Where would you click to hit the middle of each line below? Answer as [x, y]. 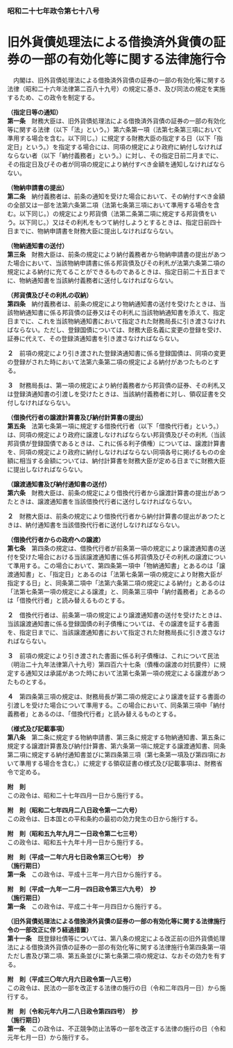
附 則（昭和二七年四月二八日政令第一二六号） [74, 810]
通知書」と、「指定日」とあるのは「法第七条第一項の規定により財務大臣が [118, 574]
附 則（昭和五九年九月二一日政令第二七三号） [74, 833]
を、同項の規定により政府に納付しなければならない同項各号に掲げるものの [113, 452]
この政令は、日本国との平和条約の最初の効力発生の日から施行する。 [104, 818]
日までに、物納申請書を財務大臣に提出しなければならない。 [92, 231]
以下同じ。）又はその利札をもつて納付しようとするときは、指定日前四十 [121, 222]
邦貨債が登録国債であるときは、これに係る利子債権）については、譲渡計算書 [116, 443]
